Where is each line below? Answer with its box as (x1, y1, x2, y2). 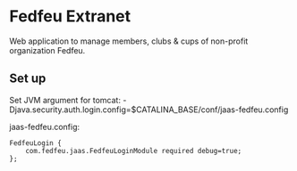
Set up (9, 71, 47, 86)
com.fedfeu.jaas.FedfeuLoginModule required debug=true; (25, 146, 242, 155)
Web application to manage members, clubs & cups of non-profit (9, 36, 249, 46)
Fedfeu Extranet (9, 6, 132, 27)
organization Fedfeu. (9, 45, 86, 55)
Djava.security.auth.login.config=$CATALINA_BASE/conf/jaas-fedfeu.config (9, 104, 289, 115)
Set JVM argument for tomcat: (9, 94, 121, 105)
